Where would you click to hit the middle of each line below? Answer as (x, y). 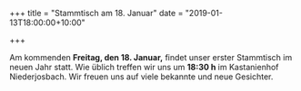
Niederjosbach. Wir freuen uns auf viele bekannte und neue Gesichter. (141, 77)
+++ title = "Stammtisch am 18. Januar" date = (96, 13)
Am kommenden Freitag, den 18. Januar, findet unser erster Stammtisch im (151, 57)
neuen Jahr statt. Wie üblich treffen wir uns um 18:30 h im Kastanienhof (144, 67)
